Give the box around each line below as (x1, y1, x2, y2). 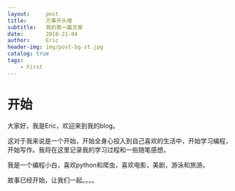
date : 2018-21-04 (7, 30, 78, 38)
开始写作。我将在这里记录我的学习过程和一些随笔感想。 (7, 145, 169, 154)
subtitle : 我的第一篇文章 (7, 24, 83, 31)
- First (20, 63, 43, 71)
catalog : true (7, 51, 50, 58)
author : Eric (7, 37, 59, 44)
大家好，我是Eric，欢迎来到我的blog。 (7, 121, 120, 130)
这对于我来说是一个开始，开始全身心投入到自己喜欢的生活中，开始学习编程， (7, 136, 232, 145)
